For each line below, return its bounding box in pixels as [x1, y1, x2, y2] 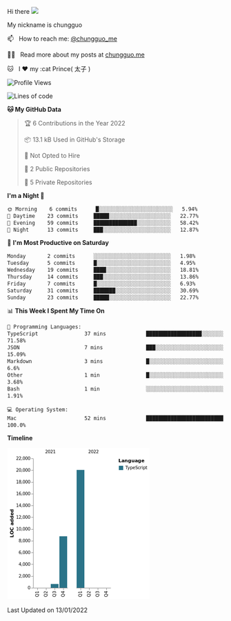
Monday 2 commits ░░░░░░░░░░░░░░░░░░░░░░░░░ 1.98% [7, 253, 196, 259]
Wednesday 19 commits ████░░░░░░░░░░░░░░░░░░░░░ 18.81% [7, 266, 199, 273]
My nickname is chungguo [7, 21, 83, 29]
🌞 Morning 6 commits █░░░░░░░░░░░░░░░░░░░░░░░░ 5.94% [7, 206, 198, 213]
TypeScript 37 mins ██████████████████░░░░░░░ [7, 331, 224, 337]
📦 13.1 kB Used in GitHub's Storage [23, 135, 125, 144]
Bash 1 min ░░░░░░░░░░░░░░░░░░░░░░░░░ [7, 386, 224, 393]
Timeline [7, 434, 33, 442]
